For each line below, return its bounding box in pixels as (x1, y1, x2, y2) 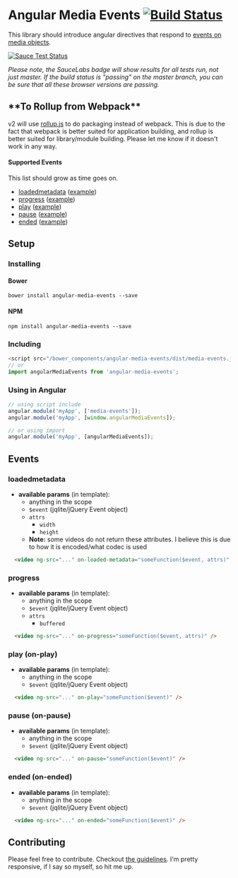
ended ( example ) (18, 217, 69, 226)
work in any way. (8, 142, 57, 150)
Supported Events (8, 158, 63, 167)
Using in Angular (8, 385, 66, 395)
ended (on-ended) (8, 772, 73, 782)
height (39, 529, 59, 536)
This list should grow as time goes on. (8, 174, 119, 182)
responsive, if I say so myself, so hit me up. (8, 862, 133, 871)
